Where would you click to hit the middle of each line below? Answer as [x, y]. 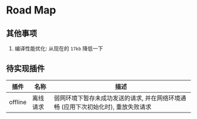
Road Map [31, 10]
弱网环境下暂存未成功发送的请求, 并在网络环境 [117, 98]
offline [18, 102]
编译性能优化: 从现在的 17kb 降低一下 [59, 48]
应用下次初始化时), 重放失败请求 [107, 107]
